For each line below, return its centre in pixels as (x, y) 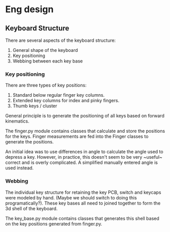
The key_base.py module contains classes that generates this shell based (82, 218)
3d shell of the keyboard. (31, 208)
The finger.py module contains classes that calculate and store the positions (85, 131)
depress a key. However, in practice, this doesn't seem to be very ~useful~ (84, 157)
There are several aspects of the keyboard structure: (61, 40)
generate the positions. (30, 142)
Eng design (30, 9)
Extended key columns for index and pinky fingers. (66, 101)
